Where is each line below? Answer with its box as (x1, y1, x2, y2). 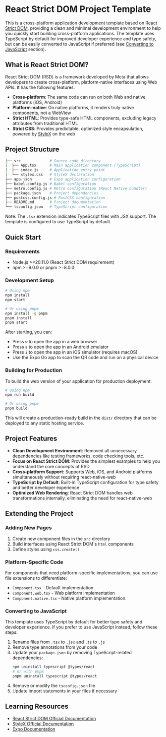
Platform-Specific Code (5, 558, 63, 565)
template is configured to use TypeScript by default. (5, 219, 111, 225)
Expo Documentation (12, 726, 55, 732)
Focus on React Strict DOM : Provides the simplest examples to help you (12, 458, 160, 464)
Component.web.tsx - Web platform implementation (12, 590, 115, 596)
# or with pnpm (12, 669, 44, 674)
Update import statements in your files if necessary (12, 688, 117, 694)
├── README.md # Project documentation (5, 200, 101, 205)
